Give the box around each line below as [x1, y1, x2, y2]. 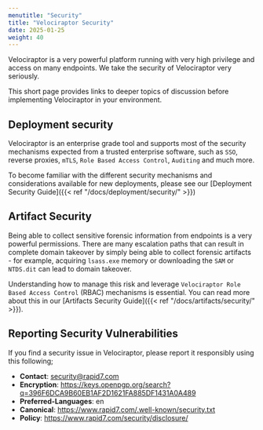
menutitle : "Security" [8, 11, 82, 20]
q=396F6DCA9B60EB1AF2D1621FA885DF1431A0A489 [19, 388, 196, 397]
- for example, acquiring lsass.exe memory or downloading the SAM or [8, 256, 234, 265]
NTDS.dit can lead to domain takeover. [8, 264, 132, 273]
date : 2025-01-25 [8, 26, 65, 34]
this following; [8, 356, 53, 366]
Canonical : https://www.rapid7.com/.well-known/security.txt [19, 405, 216, 414]
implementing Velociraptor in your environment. [8, 95, 163, 104]
